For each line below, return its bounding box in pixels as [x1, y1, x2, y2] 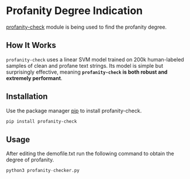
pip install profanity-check [6, 118, 77, 124]
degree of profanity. [6, 156, 54, 163]
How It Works [6, 40, 57, 50]
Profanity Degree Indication [6, 4, 143, 18]
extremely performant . [6, 74, 63, 81]
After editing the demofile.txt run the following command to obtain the [6, 150, 174, 157]
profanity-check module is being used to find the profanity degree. [6, 23, 167, 30]
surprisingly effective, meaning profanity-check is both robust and [6, 68, 168, 75]
